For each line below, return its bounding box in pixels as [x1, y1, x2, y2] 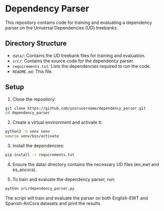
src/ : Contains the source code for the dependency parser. [12, 58, 135, 64]
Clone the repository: [12, 96, 56, 102]
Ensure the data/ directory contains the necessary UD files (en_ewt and [12, 161, 160, 167]
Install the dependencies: [12, 143, 65, 149]
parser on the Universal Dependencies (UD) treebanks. [5, 24, 118, 30]
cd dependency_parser [5, 110, 50, 115]
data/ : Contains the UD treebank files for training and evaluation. [12, 52, 146, 58]
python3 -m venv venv [5, 129, 50, 134]
